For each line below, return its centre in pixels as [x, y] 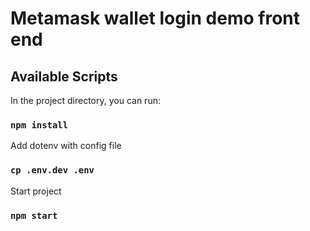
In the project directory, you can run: [85, 100]
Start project [36, 191]
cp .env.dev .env [52, 170]
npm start [34, 215]
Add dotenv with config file [66, 146]
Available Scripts [64, 76]
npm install [39, 125]
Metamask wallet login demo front [155, 18]
